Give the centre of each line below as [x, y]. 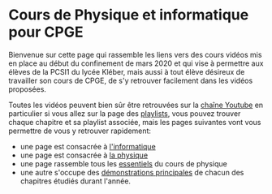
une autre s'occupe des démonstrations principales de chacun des [132, 172]
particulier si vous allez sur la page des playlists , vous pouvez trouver [125, 113]
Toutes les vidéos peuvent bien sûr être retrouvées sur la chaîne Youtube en [136, 105]
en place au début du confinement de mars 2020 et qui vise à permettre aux [136, 63]
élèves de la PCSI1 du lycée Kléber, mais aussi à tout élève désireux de [127, 71]
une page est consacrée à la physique [84, 155]
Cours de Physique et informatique [129, 15]
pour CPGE [46, 32]
